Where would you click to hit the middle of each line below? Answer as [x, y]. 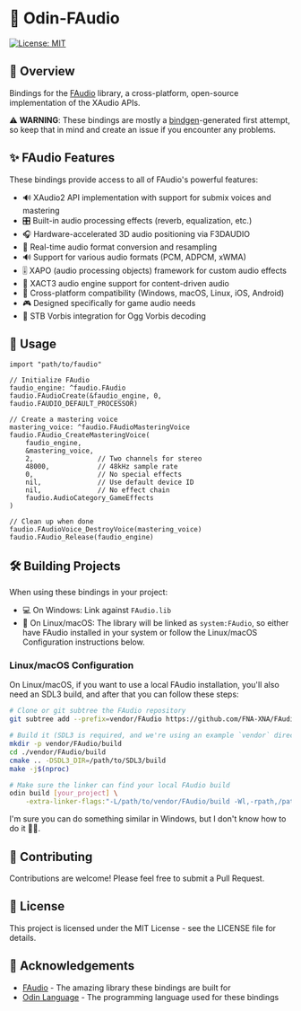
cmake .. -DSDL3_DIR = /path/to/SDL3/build [88, 760]
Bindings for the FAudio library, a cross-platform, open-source [124, 92]
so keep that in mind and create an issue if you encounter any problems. [142, 129]
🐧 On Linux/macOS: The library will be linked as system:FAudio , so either [155, 623]
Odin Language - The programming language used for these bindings [150, 997]
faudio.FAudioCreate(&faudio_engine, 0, [86, 396]
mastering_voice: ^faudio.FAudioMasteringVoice [100, 427]
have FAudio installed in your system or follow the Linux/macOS [140, 633]
